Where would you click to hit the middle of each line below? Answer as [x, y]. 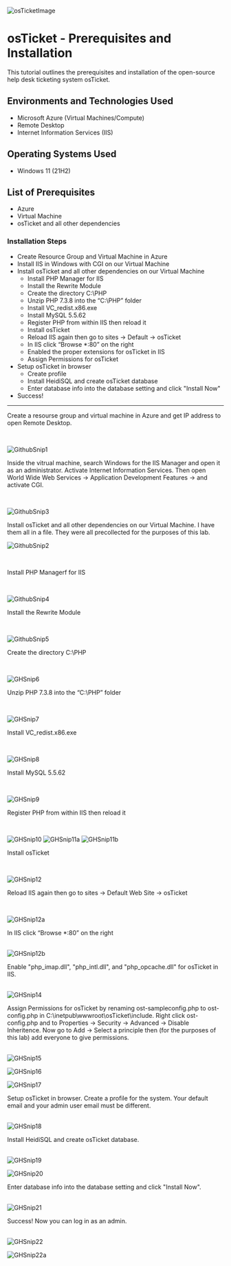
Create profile [47, 374]
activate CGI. [25, 484]
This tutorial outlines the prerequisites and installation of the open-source [111, 72]
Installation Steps [37, 241]
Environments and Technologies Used [90, 101]
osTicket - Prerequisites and [89, 39]
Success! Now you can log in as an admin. [67, 1221]
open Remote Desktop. [40, 422]
